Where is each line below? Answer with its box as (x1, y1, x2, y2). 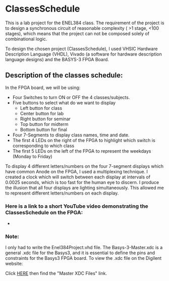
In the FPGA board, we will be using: (5, 84, 81, 90)
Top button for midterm (20, 121, 69, 127)
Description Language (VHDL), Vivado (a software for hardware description (5, 51, 162, 57)
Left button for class (20, 105, 62, 111)
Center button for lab (20, 110, 64, 116)
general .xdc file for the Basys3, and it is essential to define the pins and (5, 250, 155, 256)
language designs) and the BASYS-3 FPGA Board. (5, 56, 109, 62)
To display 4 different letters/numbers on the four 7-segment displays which (5, 163, 164, 169)
